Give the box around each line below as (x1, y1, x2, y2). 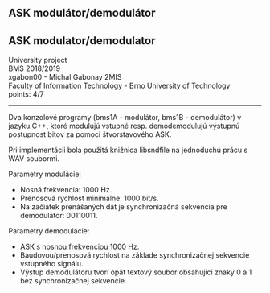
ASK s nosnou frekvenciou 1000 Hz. (19, 241, 140, 252)
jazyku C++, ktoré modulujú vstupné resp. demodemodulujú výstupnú (8, 121, 240, 131)
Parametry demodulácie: (8, 226, 90, 236)
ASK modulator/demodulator (8, 34, 156, 47)
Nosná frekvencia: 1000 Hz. (19, 185, 112, 195)
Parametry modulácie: (8, 169, 82, 180)
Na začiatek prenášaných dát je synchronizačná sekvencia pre (19, 202, 227, 212)
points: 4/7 (8, 89, 44, 99)
